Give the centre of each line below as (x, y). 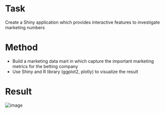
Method (21, 48)
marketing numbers (25, 27)
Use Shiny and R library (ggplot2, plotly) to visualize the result (75, 72)
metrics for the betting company (45, 66)
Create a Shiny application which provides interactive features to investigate (82, 22)
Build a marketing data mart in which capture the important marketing (83, 61)
